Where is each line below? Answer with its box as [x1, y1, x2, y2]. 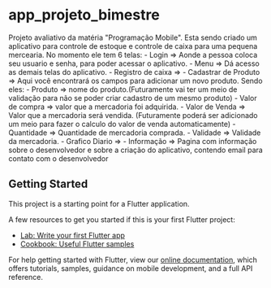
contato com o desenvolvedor [8, 153, 109, 164]
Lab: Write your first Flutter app [19, 230, 126, 240]
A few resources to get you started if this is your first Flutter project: [8, 214, 235, 225]
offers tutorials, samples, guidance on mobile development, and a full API [8, 263, 253, 273]
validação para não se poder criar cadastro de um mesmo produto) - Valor [8, 93, 257, 103]
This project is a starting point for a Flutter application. [8, 199, 190, 208]
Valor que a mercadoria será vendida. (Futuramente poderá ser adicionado [8, 110, 258, 120]
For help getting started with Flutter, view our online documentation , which [8, 255, 258, 264]
